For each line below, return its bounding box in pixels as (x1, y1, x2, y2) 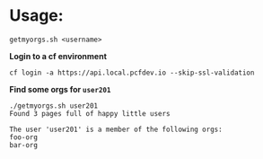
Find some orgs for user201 (9, 84, 111, 94)
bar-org (9, 140, 39, 149)
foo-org (9, 132, 39, 142)
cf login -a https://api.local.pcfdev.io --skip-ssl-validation (9, 68, 255, 77)
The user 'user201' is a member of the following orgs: (9, 125, 223, 134)
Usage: (9, 5, 65, 26)
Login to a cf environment (9, 50, 108, 61)
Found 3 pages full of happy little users (9, 109, 171, 118)
